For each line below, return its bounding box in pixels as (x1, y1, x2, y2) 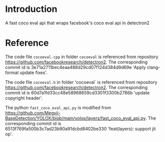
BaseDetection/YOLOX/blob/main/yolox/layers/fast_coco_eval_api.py (5, 115, 146, 121)
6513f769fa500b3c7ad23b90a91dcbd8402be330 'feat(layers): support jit (5, 126, 156, 132)
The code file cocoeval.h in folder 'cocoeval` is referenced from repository (5, 79, 158, 85)
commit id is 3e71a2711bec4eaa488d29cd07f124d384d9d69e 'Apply (5, 64, 146, 70)
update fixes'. (19, 70, 48, 75)
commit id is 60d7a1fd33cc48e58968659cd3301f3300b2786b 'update (5, 89, 150, 95)
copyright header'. (5, 95, 43, 101)
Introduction (5, 3, 58, 15)
